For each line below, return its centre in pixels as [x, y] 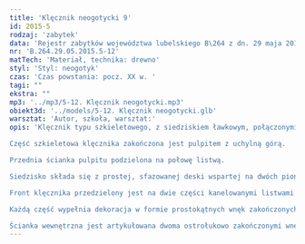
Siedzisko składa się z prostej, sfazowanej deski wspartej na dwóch [144, 176]
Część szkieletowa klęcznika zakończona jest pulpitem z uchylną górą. [148, 144]
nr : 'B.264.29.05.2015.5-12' [64, 52]
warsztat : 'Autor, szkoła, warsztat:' [83, 119]
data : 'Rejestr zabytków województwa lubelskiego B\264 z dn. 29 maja [146, 43]
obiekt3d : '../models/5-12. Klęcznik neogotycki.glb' [113, 111]
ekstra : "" [30, 93]
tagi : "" [26, 85]
